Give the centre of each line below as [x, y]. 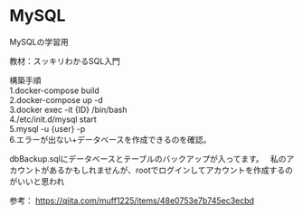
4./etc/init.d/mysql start [53, 119]
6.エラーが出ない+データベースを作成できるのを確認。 [110, 139]
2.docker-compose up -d [57, 99]
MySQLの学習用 [39, 42]
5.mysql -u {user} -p [47, 128]
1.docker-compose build [54, 90]
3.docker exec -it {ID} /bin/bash [68, 109]
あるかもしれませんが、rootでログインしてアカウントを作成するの [171, 170]
